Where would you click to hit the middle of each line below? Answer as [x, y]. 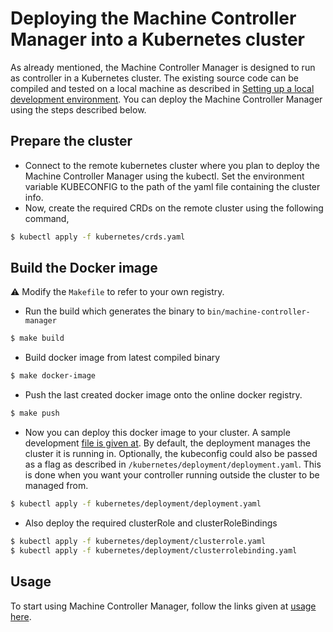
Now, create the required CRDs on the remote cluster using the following [174, 208]
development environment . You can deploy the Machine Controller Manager [166, 99]
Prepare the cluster [71, 141]
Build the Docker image [84, 268]
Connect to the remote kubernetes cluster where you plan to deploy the [172, 165]
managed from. [56, 486]
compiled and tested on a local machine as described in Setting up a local [162, 88]
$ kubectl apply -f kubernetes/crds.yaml [98, 237]
